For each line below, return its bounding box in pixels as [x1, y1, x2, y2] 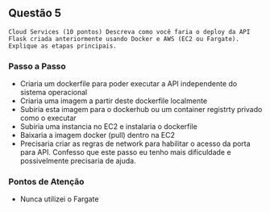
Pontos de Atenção [8, 177, 85, 188]
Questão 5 [8, 6, 62, 20]
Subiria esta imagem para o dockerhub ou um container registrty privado [19, 105, 263, 114]
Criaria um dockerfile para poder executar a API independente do [19, 79, 238, 89]
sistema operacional [19, 88, 88, 98]
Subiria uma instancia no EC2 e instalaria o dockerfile [19, 122, 197, 131]
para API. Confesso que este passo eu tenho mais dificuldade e [19, 148, 231, 157]
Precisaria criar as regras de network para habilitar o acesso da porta [19, 139, 251, 148]
